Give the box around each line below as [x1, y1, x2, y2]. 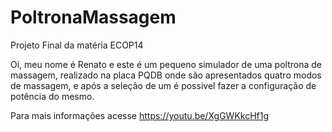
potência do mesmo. [10, 90, 95, 102]
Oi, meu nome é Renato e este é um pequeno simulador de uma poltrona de [10, 58, 322, 70]
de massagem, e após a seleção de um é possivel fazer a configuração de [10, 79, 317, 91]
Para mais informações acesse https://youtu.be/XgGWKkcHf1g [10, 109, 270, 121]
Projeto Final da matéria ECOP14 [10, 39, 144, 51]
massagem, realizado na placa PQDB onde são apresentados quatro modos [10, 69, 322, 81]
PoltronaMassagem [10, 6, 177, 29]
